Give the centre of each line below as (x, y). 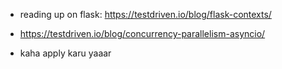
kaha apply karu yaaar (65, 53)
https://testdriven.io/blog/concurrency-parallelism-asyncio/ (142, 33)
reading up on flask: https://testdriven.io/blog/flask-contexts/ (145, 14)
